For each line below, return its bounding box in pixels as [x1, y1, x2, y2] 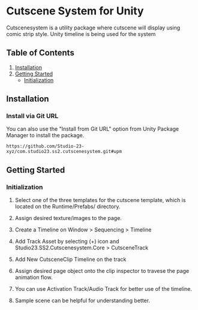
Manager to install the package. [6, 132, 85, 139]
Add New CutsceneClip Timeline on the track [14, 256, 127, 263]
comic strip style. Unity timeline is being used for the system [6, 30, 156, 37]
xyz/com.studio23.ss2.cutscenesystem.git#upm [6, 149, 122, 155]
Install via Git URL [6, 112, 59, 121]
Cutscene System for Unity [6, 4, 144, 18]
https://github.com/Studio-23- [6, 143, 85, 149]
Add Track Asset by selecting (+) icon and [14, 238, 119, 245]
